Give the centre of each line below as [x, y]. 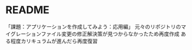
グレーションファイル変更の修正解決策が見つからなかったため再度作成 [95, 34]
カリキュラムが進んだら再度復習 [59, 41]
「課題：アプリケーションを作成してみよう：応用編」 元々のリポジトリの [93, 26]
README [28, 10]
